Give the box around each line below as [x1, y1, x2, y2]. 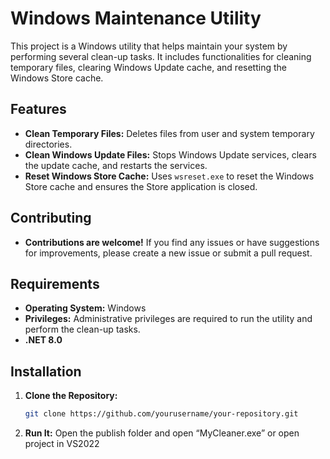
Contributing [10, 210, 92, 227]
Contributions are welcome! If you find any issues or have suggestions [24, 236, 320, 248]
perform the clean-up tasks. [24, 323, 141, 336]
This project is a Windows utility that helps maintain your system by [10, 40, 288, 52]
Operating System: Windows [24, 302, 147, 314]
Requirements [10, 275, 100, 292]
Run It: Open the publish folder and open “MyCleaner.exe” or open [24, 427, 300, 439]
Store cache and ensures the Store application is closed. [24, 180, 258, 192]
